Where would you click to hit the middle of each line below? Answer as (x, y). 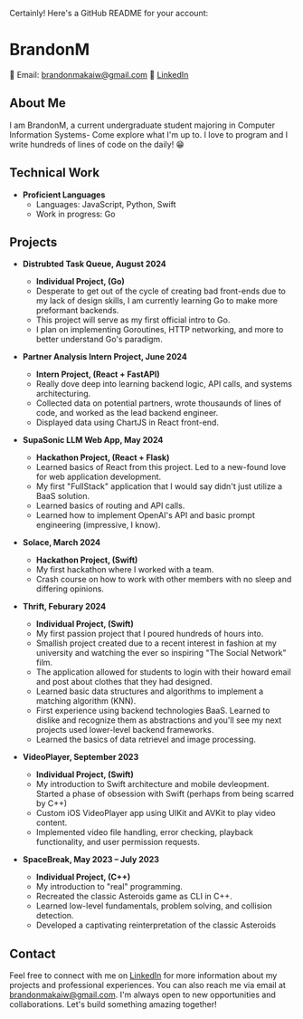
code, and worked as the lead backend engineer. (127, 413)
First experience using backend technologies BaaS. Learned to (153, 711)
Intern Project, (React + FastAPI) (98, 374)
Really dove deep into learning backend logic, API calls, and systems (164, 384)
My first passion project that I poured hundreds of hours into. (150, 634)
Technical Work (55, 173)
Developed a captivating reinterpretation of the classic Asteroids (156, 925)
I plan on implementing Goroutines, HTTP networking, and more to (160, 330)
